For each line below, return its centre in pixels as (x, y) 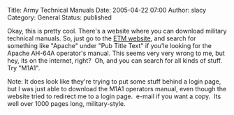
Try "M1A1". (24, 68)
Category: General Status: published (59, 17)
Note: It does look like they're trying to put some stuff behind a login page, (114, 82)
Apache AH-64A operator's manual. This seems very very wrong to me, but (116, 53)
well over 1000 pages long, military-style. (66, 103)
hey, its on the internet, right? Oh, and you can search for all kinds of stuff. (115, 61)
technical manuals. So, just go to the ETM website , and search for (102, 38)
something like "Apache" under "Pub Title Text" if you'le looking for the (109, 46)
